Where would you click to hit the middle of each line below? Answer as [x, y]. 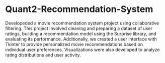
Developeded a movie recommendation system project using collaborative [82, 23]
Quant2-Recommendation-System [79, 9]
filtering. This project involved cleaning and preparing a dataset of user [79, 28]
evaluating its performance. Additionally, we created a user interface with [81, 39]
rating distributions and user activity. [43, 55]
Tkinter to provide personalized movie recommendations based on [74, 44]
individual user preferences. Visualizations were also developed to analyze [82, 49]
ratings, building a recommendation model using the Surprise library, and [81, 33]
